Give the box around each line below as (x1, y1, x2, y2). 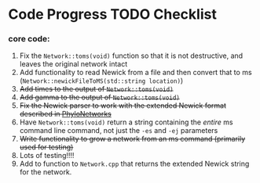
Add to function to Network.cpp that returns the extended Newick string (19, 159, 250, 169)
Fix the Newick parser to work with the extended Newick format (19, 101, 226, 110)
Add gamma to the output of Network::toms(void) (19, 92, 181, 102)
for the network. (19, 167, 72, 177)
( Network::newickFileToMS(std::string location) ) (19, 76, 184, 85)
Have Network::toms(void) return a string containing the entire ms (19, 117, 233, 127)
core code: (8, 34, 50, 45)
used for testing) (19, 142, 74, 152)
